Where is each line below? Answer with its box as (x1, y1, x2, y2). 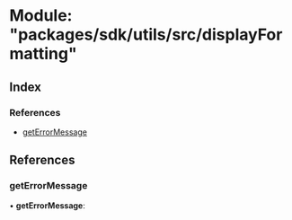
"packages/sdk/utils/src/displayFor (9, 24, 283, 45)
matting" (9, 44, 78, 64)
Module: (9, 5, 73, 26)
